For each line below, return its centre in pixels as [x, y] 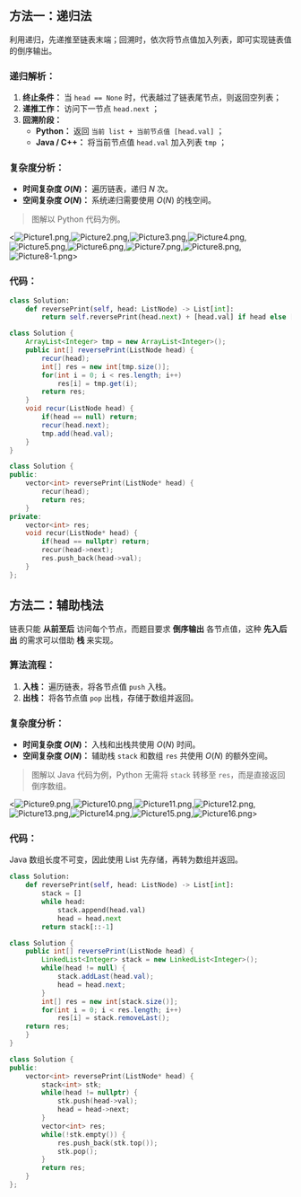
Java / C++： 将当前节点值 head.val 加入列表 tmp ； [131, 143]
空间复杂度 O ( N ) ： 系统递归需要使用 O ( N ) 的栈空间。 [119, 200]
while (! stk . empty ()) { [84, 1134]
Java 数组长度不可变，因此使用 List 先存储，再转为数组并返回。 [126, 859]
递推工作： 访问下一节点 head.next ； [91, 109]
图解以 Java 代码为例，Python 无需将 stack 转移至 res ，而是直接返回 [158, 775]
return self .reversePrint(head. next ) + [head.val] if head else [164, 317]
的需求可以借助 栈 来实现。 [69, 639]
